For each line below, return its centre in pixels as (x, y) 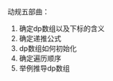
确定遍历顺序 (40, 58)
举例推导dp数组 (44, 68)
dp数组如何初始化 (48, 48)
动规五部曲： (28, 12)
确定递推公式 (40, 39)
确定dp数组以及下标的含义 (62, 29)
